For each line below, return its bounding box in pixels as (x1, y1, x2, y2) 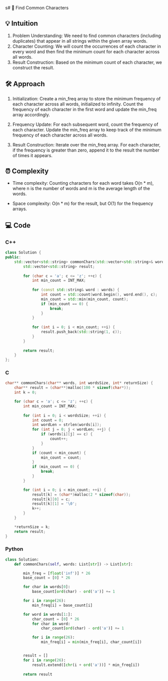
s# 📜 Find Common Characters (5, 5, 69, 11)
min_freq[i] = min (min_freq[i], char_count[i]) (40, 640, 142, 645)
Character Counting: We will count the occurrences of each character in (12, 43, 161, 49)
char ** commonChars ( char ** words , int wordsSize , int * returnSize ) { (5, 380, 153, 386)
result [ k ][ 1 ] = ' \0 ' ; (31, 501, 77, 506)
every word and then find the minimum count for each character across (12, 48, 160, 55)
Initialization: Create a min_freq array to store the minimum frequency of (12, 95, 161, 101)
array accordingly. (12, 111, 50, 117)
